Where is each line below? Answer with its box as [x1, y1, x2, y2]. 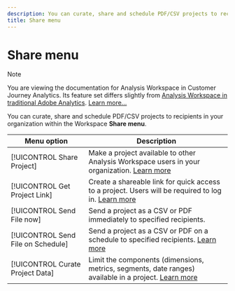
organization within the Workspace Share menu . [7, 120, 147, 128]
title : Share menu [7, 17, 61, 24]
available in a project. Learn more [88, 273, 198, 283]
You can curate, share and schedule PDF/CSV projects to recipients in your [7, 112, 224, 121]
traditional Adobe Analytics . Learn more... [7, 99, 127, 107]
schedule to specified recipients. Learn [88, 235, 217, 245]
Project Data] [10, 268, 55, 278]
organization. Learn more [88, 165, 171, 175]
